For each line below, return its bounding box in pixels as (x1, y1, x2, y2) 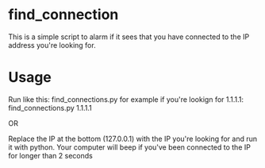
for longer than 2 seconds (8, 150, 93, 160)
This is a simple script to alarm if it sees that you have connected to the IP (8, 32, 250, 41)
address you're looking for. (8, 40, 97, 49)
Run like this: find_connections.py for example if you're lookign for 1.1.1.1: (8, 94, 244, 104)
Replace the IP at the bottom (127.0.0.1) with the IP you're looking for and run (8, 134, 258, 143)
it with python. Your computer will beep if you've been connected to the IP (8, 142, 252, 152)
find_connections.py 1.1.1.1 (8, 103, 93, 112)
